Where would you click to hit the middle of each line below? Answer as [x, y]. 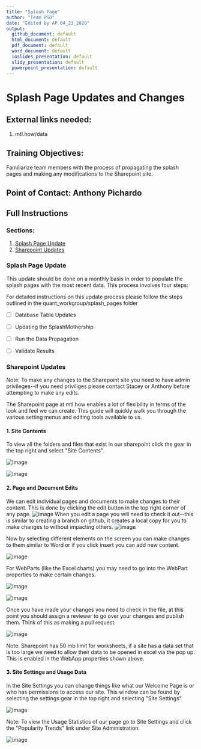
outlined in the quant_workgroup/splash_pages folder [72, 303]
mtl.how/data [31, 134]
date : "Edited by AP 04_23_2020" [48, 23]
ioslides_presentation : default [52, 57]
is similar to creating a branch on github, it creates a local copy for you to [97, 520]
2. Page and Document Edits [42, 487]
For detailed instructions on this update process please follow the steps [94, 297]
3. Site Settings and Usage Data [46, 672]
